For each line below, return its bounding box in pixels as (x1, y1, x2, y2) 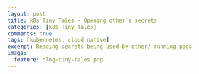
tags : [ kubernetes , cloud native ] (7, 37, 110, 44)
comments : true (7, 30, 53, 37)
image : (7, 50, 27, 57)
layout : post (7, 10, 46, 18)
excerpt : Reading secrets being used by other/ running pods (7, 43, 193, 50)
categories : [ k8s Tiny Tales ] (7, 23, 97, 30)
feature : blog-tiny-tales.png (14, 56, 103, 63)
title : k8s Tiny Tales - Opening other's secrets (7, 17, 158, 24)
